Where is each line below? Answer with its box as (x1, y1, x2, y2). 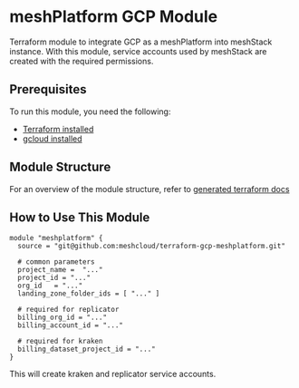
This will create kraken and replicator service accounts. (9, 369, 217, 380)
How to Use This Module (9, 209, 150, 225)
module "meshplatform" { (9, 234, 103, 243)
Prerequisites (9, 82, 87, 97)
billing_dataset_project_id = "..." (17, 344, 156, 354)
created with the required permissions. (9, 55, 154, 66)
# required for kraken (17, 337, 103, 346)
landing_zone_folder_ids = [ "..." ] (17, 289, 160, 298)
